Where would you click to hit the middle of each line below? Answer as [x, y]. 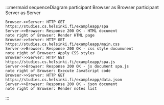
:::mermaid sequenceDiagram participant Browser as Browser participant [82, 7]
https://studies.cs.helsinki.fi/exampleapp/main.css [63, 44]
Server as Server [23, 13]
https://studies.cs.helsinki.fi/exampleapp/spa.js [60, 62]
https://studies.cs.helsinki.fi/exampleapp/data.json [64, 80]
